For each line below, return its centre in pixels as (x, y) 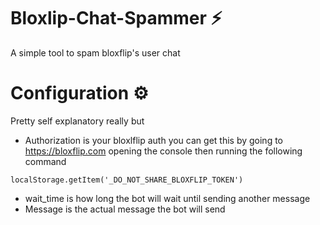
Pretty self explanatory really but (77, 121)
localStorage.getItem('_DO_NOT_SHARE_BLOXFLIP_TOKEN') (127, 180)
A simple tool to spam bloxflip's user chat (95, 52)
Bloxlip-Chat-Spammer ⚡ (116, 18)
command (45, 161)
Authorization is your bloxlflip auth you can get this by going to (153, 140)
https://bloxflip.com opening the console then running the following (163, 151)
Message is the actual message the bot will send (125, 209)
